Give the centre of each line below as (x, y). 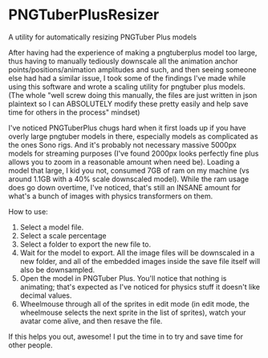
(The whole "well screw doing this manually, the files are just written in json (133, 95)
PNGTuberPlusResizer (84, 15)
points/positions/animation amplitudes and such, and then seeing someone (132, 69)
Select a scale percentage (63, 235)
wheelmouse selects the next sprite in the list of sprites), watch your (133, 312)
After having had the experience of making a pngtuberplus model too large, (133, 52)
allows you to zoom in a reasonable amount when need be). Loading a (124, 161)
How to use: (28, 211)
